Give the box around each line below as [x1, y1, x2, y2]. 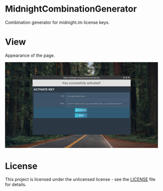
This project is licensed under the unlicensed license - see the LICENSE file [5, 176, 156, 182]
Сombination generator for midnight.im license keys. [5, 19, 110, 25]
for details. [5, 182, 27, 188]
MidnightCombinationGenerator [5, 3, 137, 15]
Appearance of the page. [5, 52, 55, 58]
